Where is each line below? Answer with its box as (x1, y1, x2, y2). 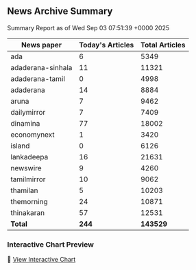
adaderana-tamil (10, 74, 65, 83)
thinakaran (10, 207, 45, 217)
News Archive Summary (7, 5, 113, 17)
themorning (10, 196, 48, 206)
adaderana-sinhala (10, 63, 73, 72)
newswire (10, 163, 42, 172)
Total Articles (140, 40, 186, 49)
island (10, 141, 30, 150)
